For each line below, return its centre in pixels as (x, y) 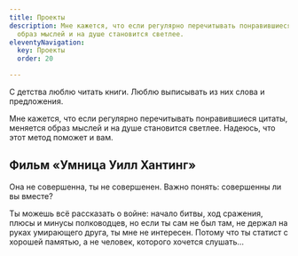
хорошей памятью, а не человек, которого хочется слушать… (127, 242)
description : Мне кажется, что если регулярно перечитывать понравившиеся (150, 26)
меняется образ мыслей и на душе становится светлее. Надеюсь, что (142, 128)
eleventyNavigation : (47, 42)
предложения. (36, 101)
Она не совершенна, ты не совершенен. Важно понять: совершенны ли (145, 187)
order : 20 (35, 59)
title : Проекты (37, 17)
